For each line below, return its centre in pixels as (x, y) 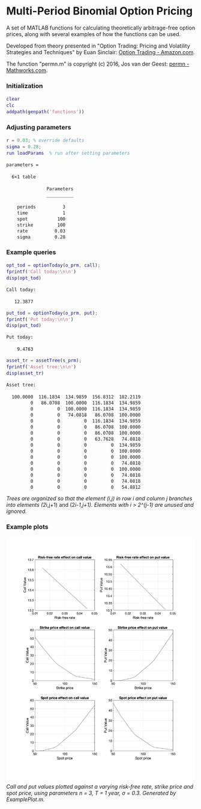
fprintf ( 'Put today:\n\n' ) (40, 319)
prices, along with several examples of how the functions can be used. (94, 34)
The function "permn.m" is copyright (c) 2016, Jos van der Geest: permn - (98, 64)
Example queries (31, 252)
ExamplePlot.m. (25, 799)
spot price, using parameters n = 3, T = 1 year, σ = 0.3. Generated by (91, 793)
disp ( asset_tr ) (25, 374)
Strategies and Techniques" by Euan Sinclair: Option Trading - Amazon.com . (100, 52)
